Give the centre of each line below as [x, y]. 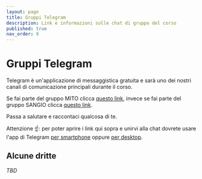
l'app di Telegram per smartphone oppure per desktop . [74, 137]
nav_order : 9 [23, 34]
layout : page [23, 12]
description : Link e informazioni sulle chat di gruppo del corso [91, 23]
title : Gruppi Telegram [36, 17]
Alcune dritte [31, 156]
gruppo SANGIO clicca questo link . [49, 105]
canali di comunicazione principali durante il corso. [69, 87]
